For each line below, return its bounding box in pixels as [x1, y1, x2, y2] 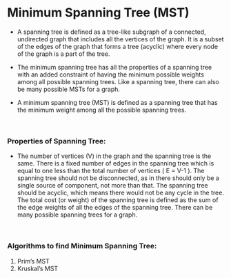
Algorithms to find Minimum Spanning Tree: [7, 241, 157, 251]
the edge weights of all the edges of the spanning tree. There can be [17, 203, 213, 212]
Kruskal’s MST [17, 264, 59, 272]
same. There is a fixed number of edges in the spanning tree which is [17, 159, 214, 168]
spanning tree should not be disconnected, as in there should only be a [17, 174, 219, 182]
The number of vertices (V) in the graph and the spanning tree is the [17, 152, 212, 160]
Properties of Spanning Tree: [7, 136, 106, 146]
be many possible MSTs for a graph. [17, 85, 121, 93]
